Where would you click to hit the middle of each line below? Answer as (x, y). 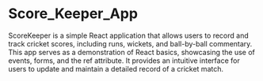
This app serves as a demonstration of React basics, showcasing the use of (132, 52)
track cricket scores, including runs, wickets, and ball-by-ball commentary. (130, 43)
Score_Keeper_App (73, 14)
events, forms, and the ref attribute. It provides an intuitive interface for (124, 61)
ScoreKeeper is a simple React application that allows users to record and (129, 35)
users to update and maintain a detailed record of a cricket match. (116, 68)
